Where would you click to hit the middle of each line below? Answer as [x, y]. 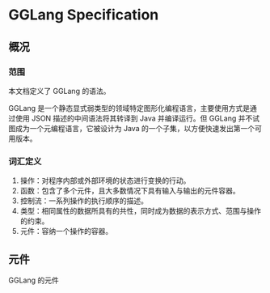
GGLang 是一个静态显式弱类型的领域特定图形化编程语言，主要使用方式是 [129, 108]
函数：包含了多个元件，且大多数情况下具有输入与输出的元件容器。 [130, 191]
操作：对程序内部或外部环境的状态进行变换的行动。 [105, 180]
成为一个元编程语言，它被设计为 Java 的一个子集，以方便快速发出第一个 [135, 128]
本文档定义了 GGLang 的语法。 [59, 91]
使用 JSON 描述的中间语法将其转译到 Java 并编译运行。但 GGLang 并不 [134, 118]
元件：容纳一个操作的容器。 [66, 231]
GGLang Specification [84, 15]
